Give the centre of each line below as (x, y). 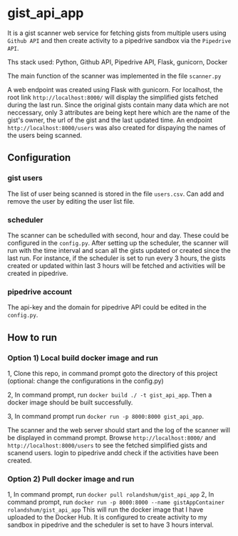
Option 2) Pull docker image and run (71, 479)
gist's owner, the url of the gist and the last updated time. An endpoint (110, 120)
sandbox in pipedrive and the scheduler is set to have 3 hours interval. (110, 525)
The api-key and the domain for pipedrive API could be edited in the (107, 307)
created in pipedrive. (38, 273)
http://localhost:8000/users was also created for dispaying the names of (117, 127)
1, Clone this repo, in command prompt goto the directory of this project (113, 373)
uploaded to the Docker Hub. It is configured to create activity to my (108, 517)
